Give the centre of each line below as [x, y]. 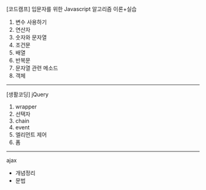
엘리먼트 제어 [31, 135]
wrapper [26, 107]
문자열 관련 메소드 [36, 68]
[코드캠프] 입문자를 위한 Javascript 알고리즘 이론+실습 [71, 9]
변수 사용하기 [31, 22]
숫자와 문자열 [31, 37]
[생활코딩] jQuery [28, 94]
